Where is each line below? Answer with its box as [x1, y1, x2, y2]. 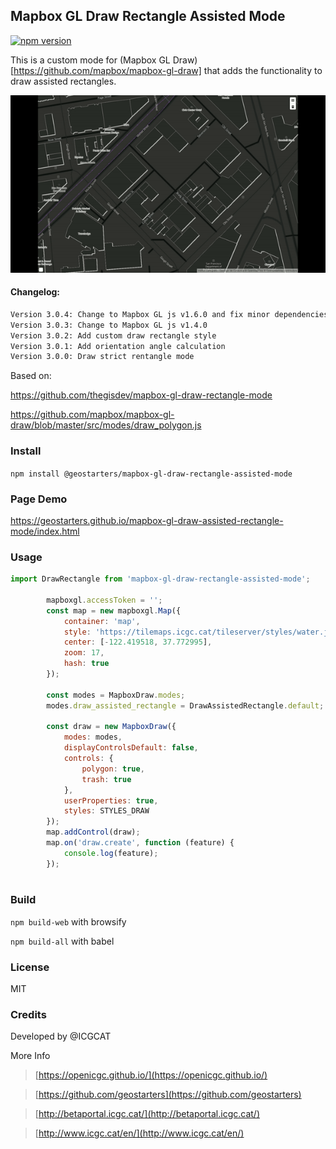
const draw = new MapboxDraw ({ [46, 722, 177, 732]
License [10, 960, 50, 974]
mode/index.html [10, 525, 80, 537]
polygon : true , [81, 764, 145, 774]
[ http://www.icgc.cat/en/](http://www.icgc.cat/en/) [34, 1127, 245, 1139]
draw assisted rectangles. [10, 75, 117, 87]
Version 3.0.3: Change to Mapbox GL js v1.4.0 [10, 320, 208, 330]
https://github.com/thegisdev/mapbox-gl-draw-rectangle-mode [10, 389, 273, 401]
